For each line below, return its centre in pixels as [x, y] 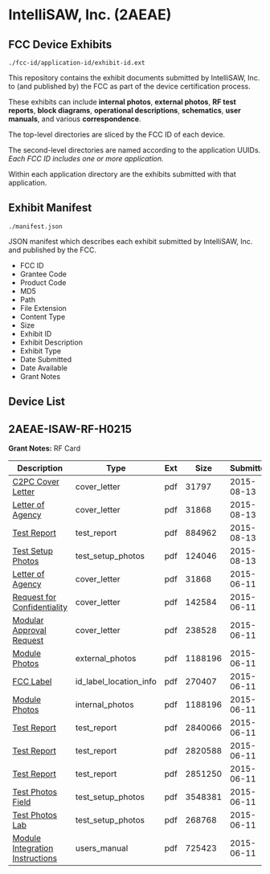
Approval [29, 631]
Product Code [43, 282]
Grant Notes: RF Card [45, 448]
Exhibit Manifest [50, 208]
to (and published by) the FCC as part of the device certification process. [129, 86]
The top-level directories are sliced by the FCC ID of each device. [117, 135]
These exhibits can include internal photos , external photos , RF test [123, 102]
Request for [35, 598]
